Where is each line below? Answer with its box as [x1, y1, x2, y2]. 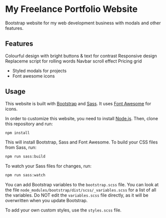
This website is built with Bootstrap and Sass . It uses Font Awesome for [5, 100, 152, 106]
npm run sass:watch [5, 173, 46, 178]
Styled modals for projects [12, 68, 67, 73]
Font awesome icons [12, 73, 55, 79]
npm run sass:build [5, 154, 46, 159]
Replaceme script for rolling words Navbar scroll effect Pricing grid [5, 58, 142, 64]
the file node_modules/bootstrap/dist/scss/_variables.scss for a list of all [5, 187, 157, 193]
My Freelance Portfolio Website [5, 3, 138, 15]
